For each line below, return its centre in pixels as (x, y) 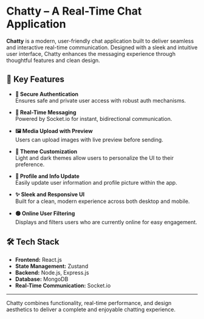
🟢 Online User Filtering (45, 213)
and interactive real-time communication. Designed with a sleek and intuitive (102, 47)
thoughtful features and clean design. (53, 60)
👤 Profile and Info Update (47, 176)
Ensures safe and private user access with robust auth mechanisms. (100, 100)
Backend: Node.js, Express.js (52, 272)
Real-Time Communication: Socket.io (63, 285)
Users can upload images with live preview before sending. (89, 139)
